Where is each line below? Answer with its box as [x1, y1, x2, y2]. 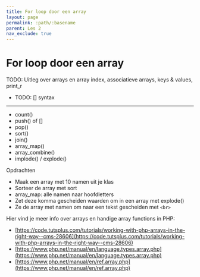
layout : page [6, 14, 39, 20]
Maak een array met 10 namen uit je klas [14, 178, 114, 185]
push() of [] [14, 117, 43, 125]
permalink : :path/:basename [6, 20, 76, 26]
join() [14, 136, 28, 143]
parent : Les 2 [6, 25, 42, 32]
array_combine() [14, 149, 55, 156]
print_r [6, 83, 23, 90]
